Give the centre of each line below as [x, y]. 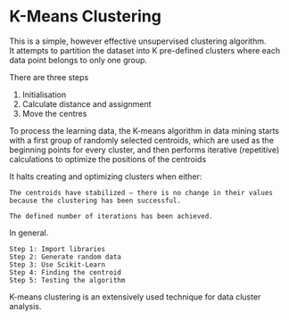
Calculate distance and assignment [87, 103]
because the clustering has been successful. [95, 201]
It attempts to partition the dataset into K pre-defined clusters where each [145, 50]
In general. [29, 233]
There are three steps [49, 77]
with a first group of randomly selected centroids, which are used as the [142, 140]
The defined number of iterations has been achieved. [111, 216]
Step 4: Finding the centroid [66, 272]
